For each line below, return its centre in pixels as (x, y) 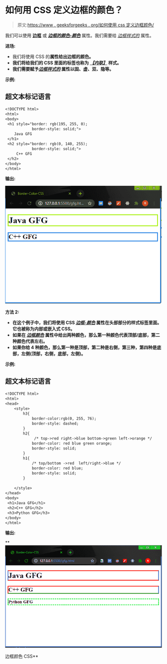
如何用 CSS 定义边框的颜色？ (64, 10)
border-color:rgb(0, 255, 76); (64, 418)
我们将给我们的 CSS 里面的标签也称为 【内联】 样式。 (67, 63)
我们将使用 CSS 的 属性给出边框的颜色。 (53, 56)
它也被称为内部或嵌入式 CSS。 (43, 329)
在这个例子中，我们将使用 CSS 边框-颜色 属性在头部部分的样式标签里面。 (87, 322)
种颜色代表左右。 (30, 341)
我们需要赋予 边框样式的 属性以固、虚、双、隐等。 (63, 69)
